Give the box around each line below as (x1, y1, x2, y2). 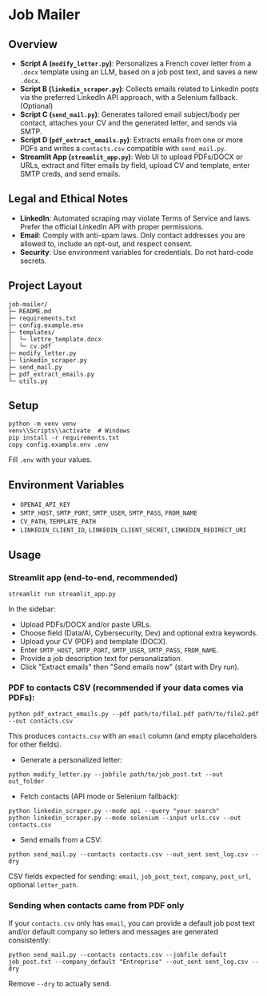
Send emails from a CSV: (19, 835, 102, 845)
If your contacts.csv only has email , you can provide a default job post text (8, 918, 256, 928)
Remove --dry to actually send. (8, 978, 112, 988)
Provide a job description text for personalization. (19, 653, 183, 663)
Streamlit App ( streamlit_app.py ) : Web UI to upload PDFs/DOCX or (19, 152, 244, 161)
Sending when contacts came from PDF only (8, 900, 185, 911)
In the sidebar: (8, 604, 56, 613)
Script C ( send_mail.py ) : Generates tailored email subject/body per (19, 110, 241, 119)
